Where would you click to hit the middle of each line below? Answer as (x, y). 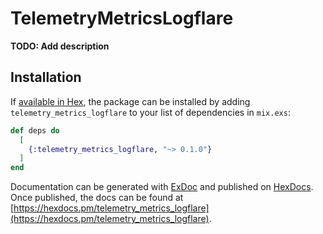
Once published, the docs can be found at (97, 198)
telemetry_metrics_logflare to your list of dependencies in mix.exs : (150, 112)
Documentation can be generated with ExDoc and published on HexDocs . (162, 187)
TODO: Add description (60, 46)
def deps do (35, 130)
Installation (46, 77)
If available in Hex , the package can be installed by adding (130, 101)
